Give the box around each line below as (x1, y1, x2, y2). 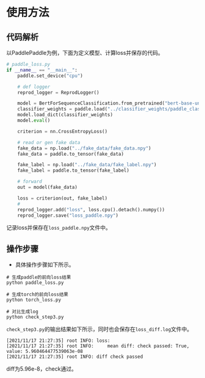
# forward (17, 178, 43, 185)
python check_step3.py (6, 314, 64, 321)
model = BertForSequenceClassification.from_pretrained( (17, 100, 165, 107)
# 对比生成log (6, 309, 38, 315)
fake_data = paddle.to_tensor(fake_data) (17, 151, 124, 157)
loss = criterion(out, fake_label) (17, 195, 108, 202)
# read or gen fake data (17, 139, 81, 145)
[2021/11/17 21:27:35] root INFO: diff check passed (6, 354, 143, 360)
